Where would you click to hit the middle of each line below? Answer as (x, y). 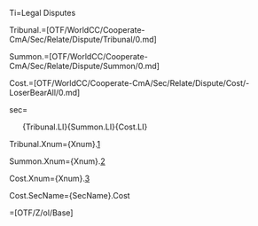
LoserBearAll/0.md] (45, 93)
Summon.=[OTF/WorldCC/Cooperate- (78, 56)
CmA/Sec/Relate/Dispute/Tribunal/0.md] (83, 39)
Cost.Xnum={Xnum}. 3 (50, 178)
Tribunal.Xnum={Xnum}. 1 (55, 144)
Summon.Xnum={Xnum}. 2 (57, 161)
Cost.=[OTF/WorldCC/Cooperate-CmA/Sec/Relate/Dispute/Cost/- (129, 83)
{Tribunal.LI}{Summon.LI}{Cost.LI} (85, 127)
